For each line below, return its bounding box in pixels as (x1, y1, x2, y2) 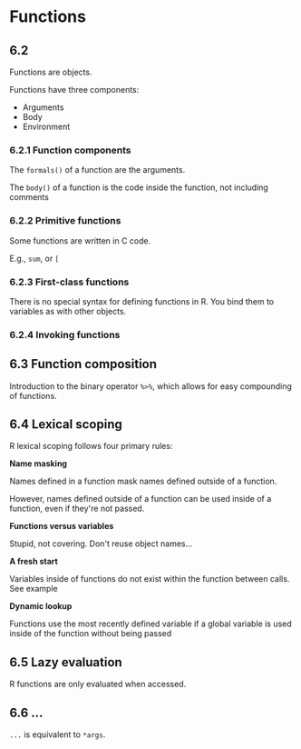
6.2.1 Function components (9, 144, 131, 156)
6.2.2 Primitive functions (9, 215, 121, 227)
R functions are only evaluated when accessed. (9, 679, 187, 690)
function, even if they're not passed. (9, 503, 145, 514)
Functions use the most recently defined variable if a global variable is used (9, 618, 292, 629)
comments (9, 192, 50, 203)
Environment (22, 121, 71, 132)
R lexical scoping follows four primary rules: (9, 441, 173, 452)
